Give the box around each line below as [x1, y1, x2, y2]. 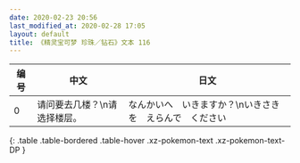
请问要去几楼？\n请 [37, 99, 118, 111]
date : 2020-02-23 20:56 [9, 12, 98, 22]
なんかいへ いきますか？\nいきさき [128, 99, 280, 111]
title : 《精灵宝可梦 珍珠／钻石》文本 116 [9, 37, 151, 47]
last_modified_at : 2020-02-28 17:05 [9, 21, 146, 30]
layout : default [9, 29, 70, 38]
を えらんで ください [128, 112, 227, 125]
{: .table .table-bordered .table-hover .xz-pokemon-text [9, 135, 214, 146]
